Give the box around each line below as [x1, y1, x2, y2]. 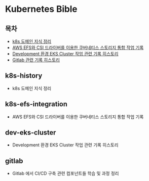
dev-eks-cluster [5, 129, 56, 137]
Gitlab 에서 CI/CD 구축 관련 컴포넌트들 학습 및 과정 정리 [12, 171, 119, 177]
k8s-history [5, 72, 42, 80]
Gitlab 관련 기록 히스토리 [12, 57, 60, 63]
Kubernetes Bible [5, 3, 77, 15]
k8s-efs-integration [5, 100, 68, 108]
